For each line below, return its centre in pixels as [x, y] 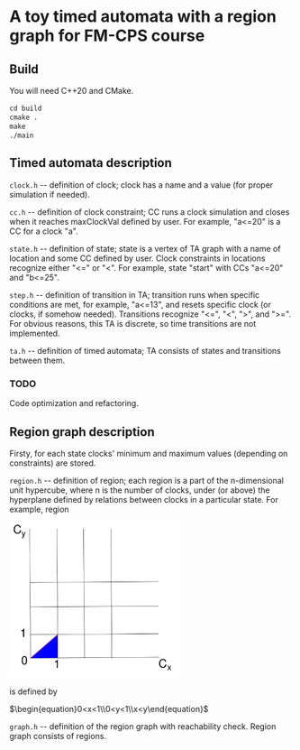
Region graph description [82, 432]
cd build [26, 108]
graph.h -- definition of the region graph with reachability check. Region [143, 726]
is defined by [34, 691]
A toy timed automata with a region [143, 17]
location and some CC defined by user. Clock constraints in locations [137, 258]
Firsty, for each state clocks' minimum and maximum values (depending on [149, 453]
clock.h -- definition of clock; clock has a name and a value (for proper [141, 185]
